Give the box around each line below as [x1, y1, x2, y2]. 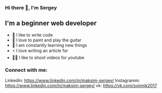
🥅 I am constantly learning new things [12, 42, 87, 48]
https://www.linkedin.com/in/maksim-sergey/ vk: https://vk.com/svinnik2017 [5, 83, 157, 89]
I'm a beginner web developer [5, 19, 97, 27]
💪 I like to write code [12, 32, 53, 38]
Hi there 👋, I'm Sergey [5, 4, 57, 11]
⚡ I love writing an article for [12, 48, 69, 53]
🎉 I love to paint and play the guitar [12, 37, 82, 43]
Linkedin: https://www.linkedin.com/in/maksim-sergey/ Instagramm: [5, 78, 140, 83]
